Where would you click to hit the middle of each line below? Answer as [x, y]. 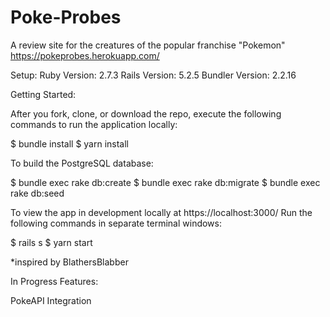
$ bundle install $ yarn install [70, 143]
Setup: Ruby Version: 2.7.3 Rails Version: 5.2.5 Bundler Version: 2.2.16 [153, 75]
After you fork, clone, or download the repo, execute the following [146, 113]
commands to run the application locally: [94, 124]
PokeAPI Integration [51, 300]
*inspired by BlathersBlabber [69, 262]
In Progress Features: [54, 281]
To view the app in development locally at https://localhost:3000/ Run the [161, 212]
